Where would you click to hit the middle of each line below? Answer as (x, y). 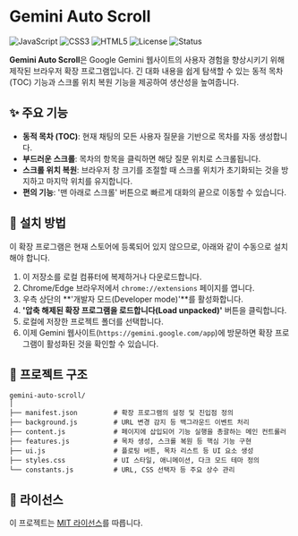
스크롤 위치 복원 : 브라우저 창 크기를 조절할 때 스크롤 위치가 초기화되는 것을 (151, 170)
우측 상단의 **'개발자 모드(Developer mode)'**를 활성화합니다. (133, 299)
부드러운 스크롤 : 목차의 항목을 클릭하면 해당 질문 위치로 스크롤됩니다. (141, 158)
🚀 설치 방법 (38, 223)
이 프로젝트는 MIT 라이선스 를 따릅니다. (76, 523)
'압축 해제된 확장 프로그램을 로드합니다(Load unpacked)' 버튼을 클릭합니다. (154, 310)
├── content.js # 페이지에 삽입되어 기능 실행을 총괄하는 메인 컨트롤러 (148, 432)
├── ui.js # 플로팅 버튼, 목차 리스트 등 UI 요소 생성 (132, 451)
